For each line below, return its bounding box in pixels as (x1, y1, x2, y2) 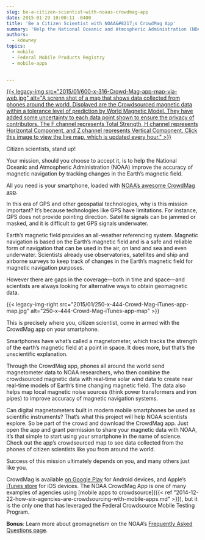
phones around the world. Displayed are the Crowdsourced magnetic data (6, 101, 193, 108)
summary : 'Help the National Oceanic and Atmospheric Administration (6, 26, 187, 32)
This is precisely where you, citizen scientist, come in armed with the (6, 319, 180, 327)
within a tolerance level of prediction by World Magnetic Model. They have (6, 108, 193, 115)
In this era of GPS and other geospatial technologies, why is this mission (6, 200, 188, 208)
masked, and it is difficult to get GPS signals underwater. (6, 220, 149, 227)
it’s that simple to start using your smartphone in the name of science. (6, 432, 182, 440)
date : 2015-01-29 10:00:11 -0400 (6, 15, 92, 21)
